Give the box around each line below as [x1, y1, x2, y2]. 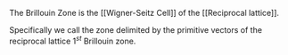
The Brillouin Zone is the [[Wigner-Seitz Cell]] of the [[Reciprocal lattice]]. [9, 8, 279, 18]
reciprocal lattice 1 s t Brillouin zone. [9, 35, 136, 46]
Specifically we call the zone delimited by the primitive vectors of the [9, 25, 263, 35]
